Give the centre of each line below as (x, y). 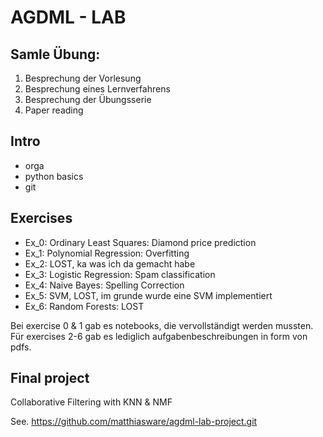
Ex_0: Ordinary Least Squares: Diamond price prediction (140, 242)
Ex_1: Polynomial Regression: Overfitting (107, 253)
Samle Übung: (55, 54)
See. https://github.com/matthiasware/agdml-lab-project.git (134, 422)
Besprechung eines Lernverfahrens (97, 89)
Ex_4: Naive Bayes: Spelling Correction (104, 285)
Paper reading (54, 110)
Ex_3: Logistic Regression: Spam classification (120, 274)
